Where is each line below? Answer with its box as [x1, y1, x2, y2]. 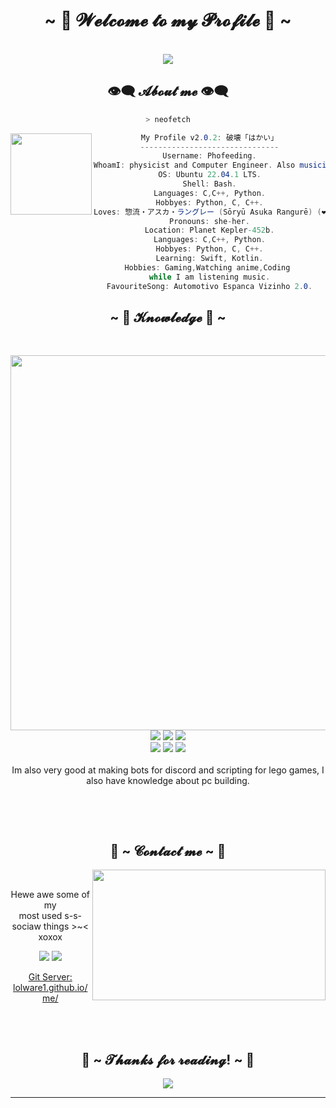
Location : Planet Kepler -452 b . [144, 225, 275, 236]
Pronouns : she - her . [169, 216, 250, 226]
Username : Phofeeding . [162, 151, 257, 161]
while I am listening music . [148, 272, 271, 282]
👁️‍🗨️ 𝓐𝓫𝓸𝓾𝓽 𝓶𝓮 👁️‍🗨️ [107, 83, 229, 100]
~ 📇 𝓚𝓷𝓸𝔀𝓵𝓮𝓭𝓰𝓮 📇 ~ [109, 309, 227, 326]
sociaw [11, 920, 42, 933]
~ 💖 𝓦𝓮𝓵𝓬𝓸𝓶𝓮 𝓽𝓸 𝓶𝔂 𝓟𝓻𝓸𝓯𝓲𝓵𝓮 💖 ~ [44, 9, 292, 32]
